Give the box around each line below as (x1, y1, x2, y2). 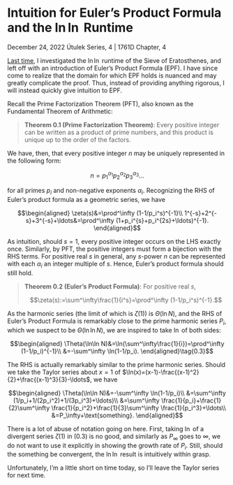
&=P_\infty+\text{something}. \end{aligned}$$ (51, 411, 183, 419)
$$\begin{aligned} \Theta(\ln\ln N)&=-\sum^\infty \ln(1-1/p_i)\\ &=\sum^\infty (8, 389, 227, 397)
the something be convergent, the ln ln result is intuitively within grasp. (7, 450, 211, 458)
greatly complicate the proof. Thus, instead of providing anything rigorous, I (7, 78, 225, 87)
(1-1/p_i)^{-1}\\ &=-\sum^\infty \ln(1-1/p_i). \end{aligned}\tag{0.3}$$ (20, 347, 214, 355)
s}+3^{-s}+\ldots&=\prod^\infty (25, 217, 114, 225)
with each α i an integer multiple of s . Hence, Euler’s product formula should (7, 260, 225, 270)
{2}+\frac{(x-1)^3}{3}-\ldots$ (7, 375, 91, 384)
